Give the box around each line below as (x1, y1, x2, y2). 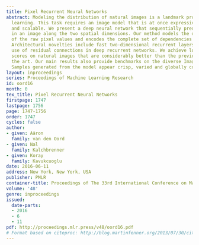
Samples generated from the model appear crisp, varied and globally (11, 64, 187, 70)
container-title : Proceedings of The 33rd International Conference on (6, 180, 187, 186)
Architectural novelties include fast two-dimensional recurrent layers (11, 42, 195, 48)
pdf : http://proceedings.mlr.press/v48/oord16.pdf (6, 224, 134, 230)
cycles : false (6, 120, 41, 125)
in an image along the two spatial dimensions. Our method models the (11, 31, 190, 37)
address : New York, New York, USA (6, 169, 92, 175)
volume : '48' (6, 186, 38, 191)
